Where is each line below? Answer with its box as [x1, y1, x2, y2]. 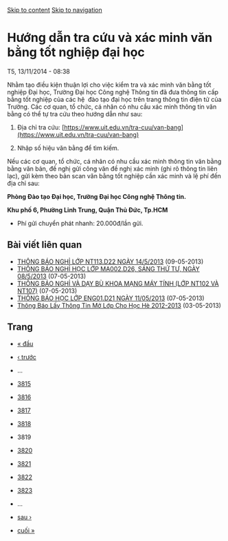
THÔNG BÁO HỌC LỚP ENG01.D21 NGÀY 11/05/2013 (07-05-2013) [16, 294, 205, 302]
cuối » [16, 526, 35, 534]
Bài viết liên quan [7, 239, 82, 251]
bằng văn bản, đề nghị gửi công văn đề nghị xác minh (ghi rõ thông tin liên [7, 165, 218, 173]
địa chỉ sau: [7, 179, 40, 187]
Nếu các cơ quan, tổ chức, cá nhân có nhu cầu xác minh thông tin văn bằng [7, 157, 222, 165]
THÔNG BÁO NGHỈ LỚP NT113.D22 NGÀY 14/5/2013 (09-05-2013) [16, 257, 204, 266]
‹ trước [16, 352, 36, 361]
